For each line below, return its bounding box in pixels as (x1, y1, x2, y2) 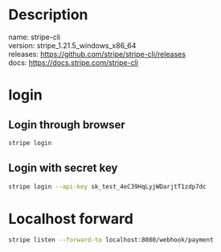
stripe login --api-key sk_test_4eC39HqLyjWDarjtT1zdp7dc (8, 182, 207, 190)
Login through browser (8, 118, 126, 132)
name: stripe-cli (8, 32, 61, 42)
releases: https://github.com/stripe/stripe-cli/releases (8, 49, 186, 59)
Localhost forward (8, 209, 134, 228)
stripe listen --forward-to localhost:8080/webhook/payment (8, 236, 215, 244)
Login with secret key (8, 161, 118, 175)
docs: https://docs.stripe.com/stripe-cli (8, 58, 139, 67)
